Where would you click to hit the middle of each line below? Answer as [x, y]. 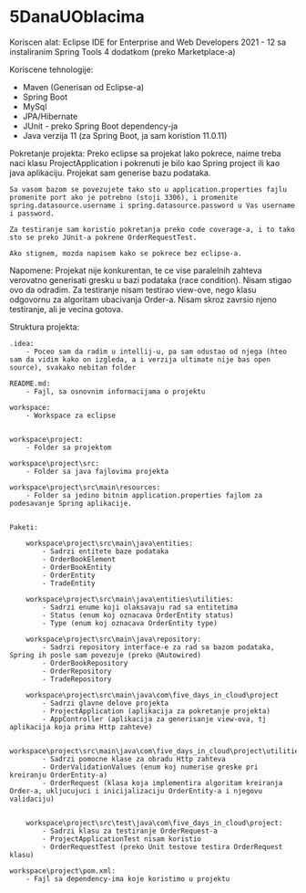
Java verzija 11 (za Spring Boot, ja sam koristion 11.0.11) [125, 135]
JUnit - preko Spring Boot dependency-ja [100, 126]
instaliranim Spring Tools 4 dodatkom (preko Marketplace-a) [122, 51]
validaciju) [32, 799]
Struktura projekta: [45, 327]
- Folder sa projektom [69, 447]
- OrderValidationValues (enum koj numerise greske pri [150, 767]
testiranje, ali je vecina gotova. [66, 309]
